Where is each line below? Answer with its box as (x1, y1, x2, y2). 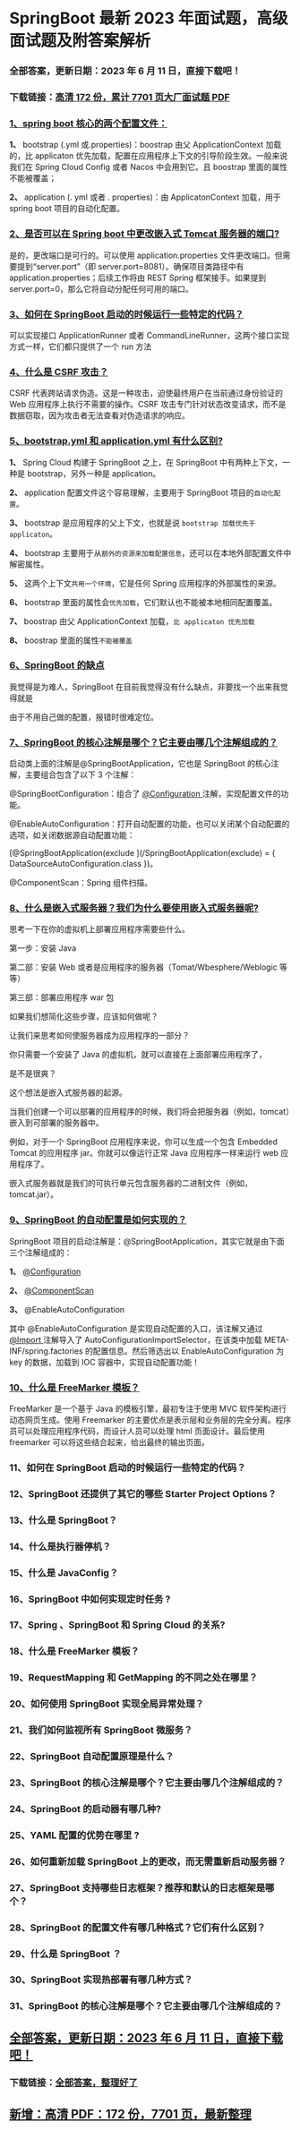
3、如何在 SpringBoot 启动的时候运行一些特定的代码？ (9, 308, 244, 321)
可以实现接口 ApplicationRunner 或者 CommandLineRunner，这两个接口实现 (9, 329, 290, 340)
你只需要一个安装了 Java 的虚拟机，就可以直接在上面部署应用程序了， (9, 1049, 267, 1060)
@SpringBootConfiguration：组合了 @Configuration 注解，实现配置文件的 (9, 789, 281, 800)
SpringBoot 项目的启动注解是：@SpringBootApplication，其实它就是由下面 (9, 1236, 285, 1246)
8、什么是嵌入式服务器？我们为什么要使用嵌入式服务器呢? (9, 902, 260, 914)
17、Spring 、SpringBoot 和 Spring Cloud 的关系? (9, 1619, 226, 1631)
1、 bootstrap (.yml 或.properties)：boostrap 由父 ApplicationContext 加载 (9, 140, 282, 150)
